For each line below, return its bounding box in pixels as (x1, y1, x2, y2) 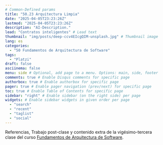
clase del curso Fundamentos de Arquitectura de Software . (5, 134, 123, 140)
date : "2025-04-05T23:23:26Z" (5, 16, 67, 21)
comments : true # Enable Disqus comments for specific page (5, 75, 130, 80)
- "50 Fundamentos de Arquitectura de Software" (9, 48, 110, 53)
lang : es (5, 39, 23, 44)
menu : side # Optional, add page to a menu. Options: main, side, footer (5, 71, 159, 75)
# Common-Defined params (5, 7, 56, 12)
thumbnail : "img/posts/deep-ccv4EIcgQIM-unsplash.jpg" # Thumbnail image (5, 35, 159, 39)
